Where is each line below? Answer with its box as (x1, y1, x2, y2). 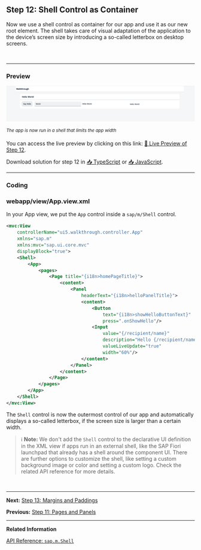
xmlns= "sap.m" (17, 236, 52, 242)
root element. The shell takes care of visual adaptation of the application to (6, 27, 191, 34)
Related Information (6, 525, 57, 533)
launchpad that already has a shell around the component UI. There (20, 449, 187, 456)
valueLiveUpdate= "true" (102, 343, 162, 349)
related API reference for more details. (20, 467, 115, 475)
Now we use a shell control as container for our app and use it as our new (6, 20, 188, 28)
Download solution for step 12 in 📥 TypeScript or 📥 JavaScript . (6, 158, 163, 165)
